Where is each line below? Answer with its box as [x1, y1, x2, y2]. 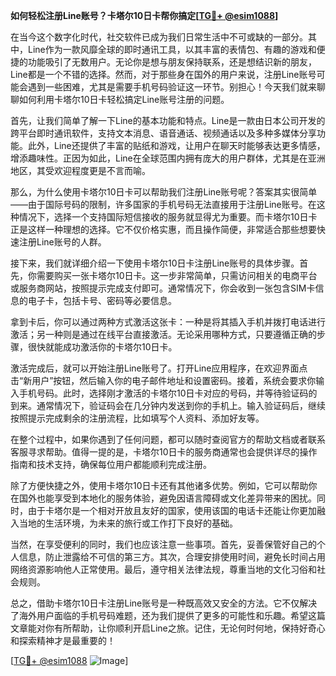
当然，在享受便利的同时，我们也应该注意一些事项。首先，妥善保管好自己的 [10, 539, 317, 550]
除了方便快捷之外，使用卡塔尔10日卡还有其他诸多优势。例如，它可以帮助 [10, 480, 309, 491]
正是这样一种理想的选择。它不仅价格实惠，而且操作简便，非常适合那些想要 [10, 224, 317, 235]
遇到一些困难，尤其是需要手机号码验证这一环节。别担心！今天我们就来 [27, 81, 317, 93]
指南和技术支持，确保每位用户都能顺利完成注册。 [10, 459, 212, 470]
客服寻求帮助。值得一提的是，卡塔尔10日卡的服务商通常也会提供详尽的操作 [10, 446, 318, 458]
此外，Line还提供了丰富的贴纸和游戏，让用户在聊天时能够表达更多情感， [27, 140, 326, 151]
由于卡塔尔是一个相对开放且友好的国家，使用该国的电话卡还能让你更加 [27, 505, 317, 516]
